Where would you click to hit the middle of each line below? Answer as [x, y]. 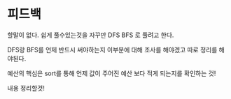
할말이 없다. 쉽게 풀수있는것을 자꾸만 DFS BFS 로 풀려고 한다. [91, 35]
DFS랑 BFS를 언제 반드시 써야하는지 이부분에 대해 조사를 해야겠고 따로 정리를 [112, 49]
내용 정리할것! [26, 88]
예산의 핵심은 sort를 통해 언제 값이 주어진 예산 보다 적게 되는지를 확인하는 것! [112, 73]
